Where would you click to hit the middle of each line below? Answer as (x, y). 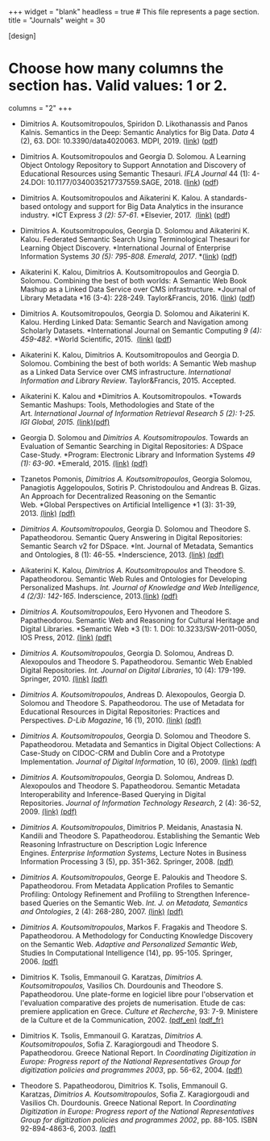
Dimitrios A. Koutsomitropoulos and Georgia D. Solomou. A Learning (133, 156)
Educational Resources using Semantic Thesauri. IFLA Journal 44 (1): (135, 174)
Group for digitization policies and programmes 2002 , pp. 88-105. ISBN (139, 1120)
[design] (22, 36)
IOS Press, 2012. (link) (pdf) (66, 637)
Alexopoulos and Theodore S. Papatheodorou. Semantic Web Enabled (136, 661)
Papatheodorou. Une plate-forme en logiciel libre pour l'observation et (137, 994)
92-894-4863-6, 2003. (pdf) (68, 1128)
